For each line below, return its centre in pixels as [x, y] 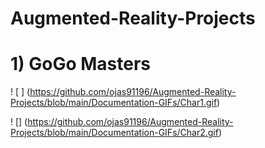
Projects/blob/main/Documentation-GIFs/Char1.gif [114, 103]
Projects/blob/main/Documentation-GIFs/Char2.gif [114, 133]
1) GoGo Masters [81, 64]
